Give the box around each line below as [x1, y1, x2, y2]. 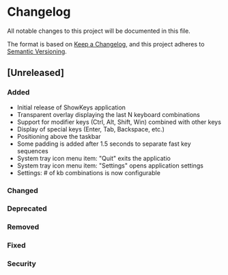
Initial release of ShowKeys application [16, 103, 126, 112]
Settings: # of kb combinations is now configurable [16, 168, 160, 176]
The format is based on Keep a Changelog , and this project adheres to [7, 40, 205, 48]
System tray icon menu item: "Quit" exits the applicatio [16, 154, 171, 162]
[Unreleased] [7, 67, 65, 79]
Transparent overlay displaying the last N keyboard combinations [16, 110, 200, 118]
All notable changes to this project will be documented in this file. [7, 27, 191, 35]
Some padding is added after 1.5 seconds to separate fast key [16, 140, 191, 148]
